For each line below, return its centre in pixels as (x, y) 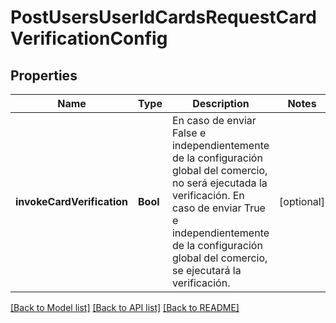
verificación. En (208, 195)
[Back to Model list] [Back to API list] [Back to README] (125, 307)
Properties (44, 75)
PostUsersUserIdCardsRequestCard (163, 17)
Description (221, 103)
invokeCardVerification (72, 201)
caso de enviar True (218, 208)
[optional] (302, 201)
